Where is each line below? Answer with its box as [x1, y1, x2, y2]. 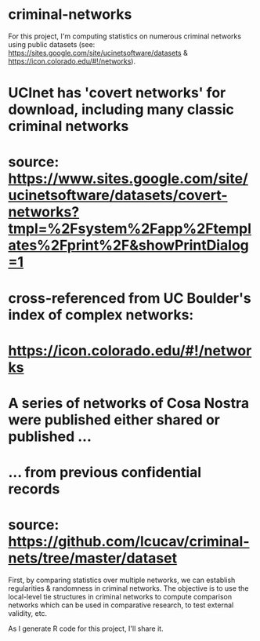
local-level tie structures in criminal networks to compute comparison [8, 592, 233, 601]
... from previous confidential [8, 464, 202, 482]
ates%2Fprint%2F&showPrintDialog [8, 237, 249, 254]
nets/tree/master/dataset [8, 549, 178, 567]
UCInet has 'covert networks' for [8, 84, 226, 102]
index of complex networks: [8, 306, 194, 323]
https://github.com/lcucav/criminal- [8, 533, 250, 551]
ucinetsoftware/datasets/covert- [8, 187, 229, 205]
